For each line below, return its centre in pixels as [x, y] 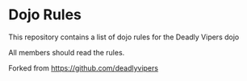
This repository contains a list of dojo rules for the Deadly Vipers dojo [124, 37]
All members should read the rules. [67, 52]
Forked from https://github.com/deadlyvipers [84, 68]
